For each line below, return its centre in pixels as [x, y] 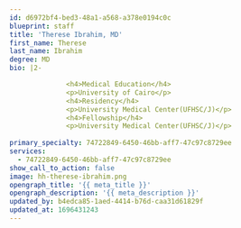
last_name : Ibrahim [46, 51]
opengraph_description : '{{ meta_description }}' [105, 193]
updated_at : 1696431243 [54, 210]
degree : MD [30, 59]
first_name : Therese [48, 43]
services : [28, 151]
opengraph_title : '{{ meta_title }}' [80, 185]
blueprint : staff [42, 26]
